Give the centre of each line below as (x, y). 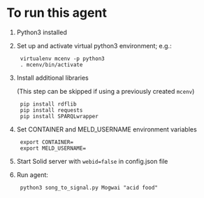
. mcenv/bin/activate (51, 64)
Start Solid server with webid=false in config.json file (92, 161)
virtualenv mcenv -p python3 (63, 58)
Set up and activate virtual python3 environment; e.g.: (94, 45)
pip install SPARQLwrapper (59, 116)
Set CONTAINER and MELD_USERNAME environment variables (107, 129)
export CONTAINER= (47, 142)
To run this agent (57, 13)
